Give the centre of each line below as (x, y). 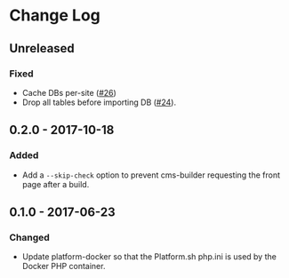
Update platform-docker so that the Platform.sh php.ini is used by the (149, 257)
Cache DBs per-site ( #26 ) (69, 92)
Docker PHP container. (64, 266)
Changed (30, 237)
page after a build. (56, 184)
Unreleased (42, 48)
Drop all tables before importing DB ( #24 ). (99, 102)
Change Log (55, 16)
